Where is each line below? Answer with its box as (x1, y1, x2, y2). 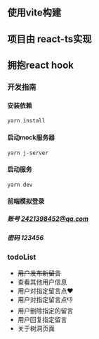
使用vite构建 (7, 6, 62, 19)
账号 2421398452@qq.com (7, 214, 89, 223)
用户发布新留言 (17, 269, 61, 277)
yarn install (7, 117, 46, 125)
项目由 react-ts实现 (7, 33, 92, 45)
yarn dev (7, 181, 33, 188)
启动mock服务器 (7, 133, 55, 142)
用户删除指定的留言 (17, 306, 74, 315)
